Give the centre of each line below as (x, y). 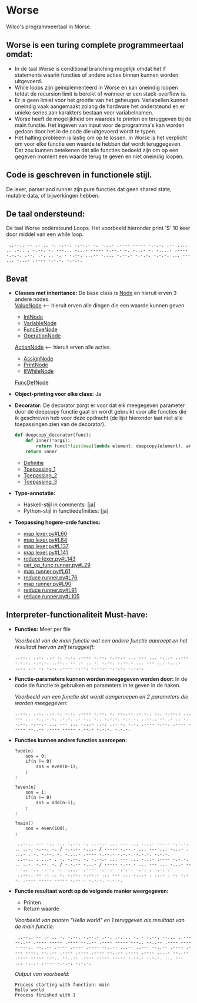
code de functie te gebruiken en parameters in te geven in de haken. (98, 685)
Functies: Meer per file (43, 629)
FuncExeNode (40, 330)
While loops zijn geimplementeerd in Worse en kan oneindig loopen (96, 87)
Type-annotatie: (35, 493)
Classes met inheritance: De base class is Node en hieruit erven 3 (96, 293)
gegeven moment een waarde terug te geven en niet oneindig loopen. (99, 156)
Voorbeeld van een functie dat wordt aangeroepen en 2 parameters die (101, 696)
